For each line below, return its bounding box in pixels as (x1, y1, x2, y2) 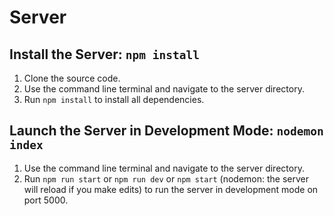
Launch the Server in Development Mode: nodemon (9, 122, 324, 140)
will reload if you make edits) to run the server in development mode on (23, 183, 319, 195)
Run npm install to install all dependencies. (23, 94, 205, 105)
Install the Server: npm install (9, 46, 200, 63)
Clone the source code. (23, 72, 121, 84)
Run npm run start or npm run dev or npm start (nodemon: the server (23, 172, 310, 185)
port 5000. (23, 194, 69, 206)
